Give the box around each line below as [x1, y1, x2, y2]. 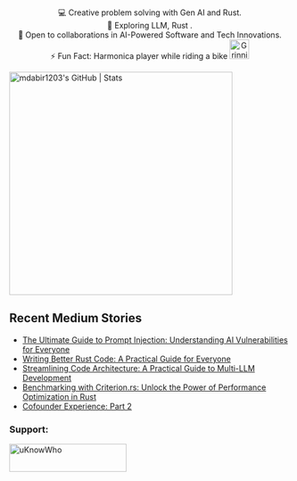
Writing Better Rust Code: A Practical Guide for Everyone [21, 353, 232, 364]
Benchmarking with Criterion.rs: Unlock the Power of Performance [21, 382, 267, 393]
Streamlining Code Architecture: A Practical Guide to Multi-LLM [21, 362, 256, 373]
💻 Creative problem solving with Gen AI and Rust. [57, 7, 243, 18]
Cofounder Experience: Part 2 [21, 401, 132, 411]
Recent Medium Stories [9, 311, 143, 326]
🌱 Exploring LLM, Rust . [106, 21, 194, 30]
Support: [9, 423, 49, 435]
